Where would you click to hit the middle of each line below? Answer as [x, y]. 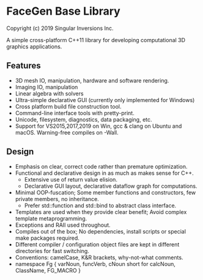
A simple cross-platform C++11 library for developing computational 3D [96, 40]
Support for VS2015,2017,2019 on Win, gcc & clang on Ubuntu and [98, 126]
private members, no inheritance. [57, 199]
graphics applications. [34, 46]
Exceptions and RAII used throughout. [63, 225]
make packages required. [47, 238]
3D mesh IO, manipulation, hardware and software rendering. [92, 80]
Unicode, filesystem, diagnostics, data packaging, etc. [83, 119]
